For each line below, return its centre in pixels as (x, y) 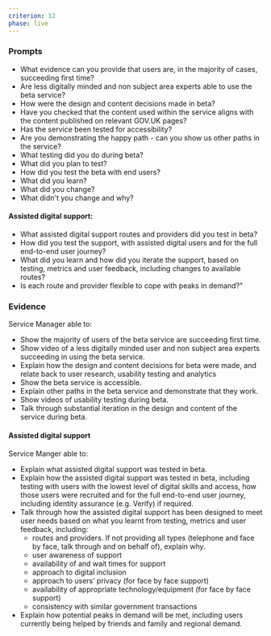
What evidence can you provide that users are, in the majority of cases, (139, 69)
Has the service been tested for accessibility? (96, 129)
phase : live (28, 23)
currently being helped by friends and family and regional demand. (131, 623)
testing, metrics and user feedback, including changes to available (130, 268)
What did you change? (57, 189)
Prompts (25, 52)
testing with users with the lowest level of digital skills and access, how (138, 486)
